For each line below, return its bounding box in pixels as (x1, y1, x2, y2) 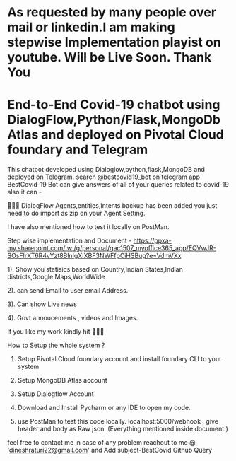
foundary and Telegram (7, 142, 148, 158)
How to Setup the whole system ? (7, 341, 105, 350)
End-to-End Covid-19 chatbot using (7, 97, 220, 113)
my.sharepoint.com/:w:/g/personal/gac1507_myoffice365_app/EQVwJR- (7, 244, 217, 252)
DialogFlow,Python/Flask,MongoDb (7, 112, 221, 128)
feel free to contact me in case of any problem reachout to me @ (7, 438, 196, 447)
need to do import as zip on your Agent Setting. (7, 209, 146, 218)
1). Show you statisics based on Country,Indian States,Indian (7, 265, 184, 274)
